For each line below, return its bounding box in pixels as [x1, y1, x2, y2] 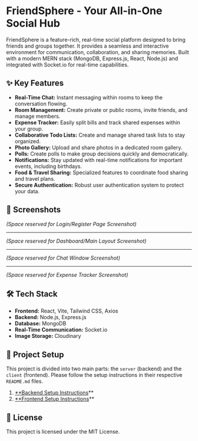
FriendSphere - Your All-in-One [6, 4, 163, 18]
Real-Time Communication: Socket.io [14, 326, 108, 333]
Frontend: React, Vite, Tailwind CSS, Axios [14, 307, 118, 314]
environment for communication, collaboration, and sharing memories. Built [6, 48, 190, 55]
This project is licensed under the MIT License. [6, 428, 120, 435]
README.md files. [6, 378, 43, 385]
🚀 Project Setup [6, 349, 64, 360]
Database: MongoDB [14, 320, 67, 327]
